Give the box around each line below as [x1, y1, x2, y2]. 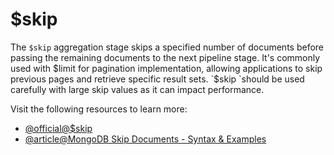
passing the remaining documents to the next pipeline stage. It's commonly [10, 51, 321, 63]
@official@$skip [24, 122, 93, 134]
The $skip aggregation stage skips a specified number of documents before [10, 41, 324, 53]
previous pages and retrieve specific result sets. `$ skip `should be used [10, 73, 305, 85]
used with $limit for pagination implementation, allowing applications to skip [10, 62, 323, 74]
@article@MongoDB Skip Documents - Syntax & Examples [24, 133, 267, 145]
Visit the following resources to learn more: [10, 103, 188, 115]
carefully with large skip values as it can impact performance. [10, 83, 265, 95]
